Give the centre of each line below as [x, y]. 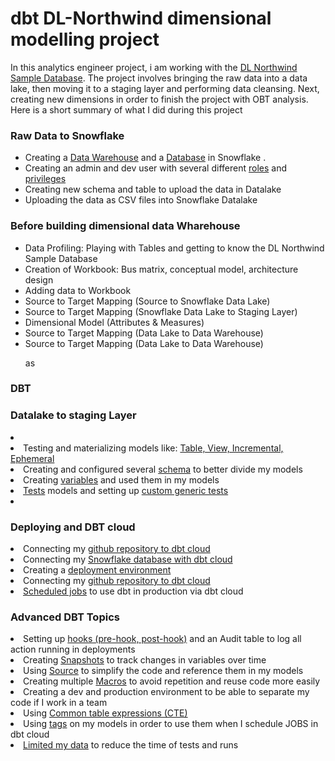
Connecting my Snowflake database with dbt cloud [128, 559]
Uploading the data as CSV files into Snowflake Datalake [141, 200]
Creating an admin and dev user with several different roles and [155, 168]
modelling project [85, 39]
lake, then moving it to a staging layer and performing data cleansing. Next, [165, 88]
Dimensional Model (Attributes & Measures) [114, 322]
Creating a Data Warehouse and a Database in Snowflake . [145, 158]
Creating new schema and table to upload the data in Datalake [153, 189]
